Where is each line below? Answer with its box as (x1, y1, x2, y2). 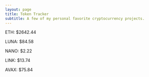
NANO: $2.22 (5, 48, 33, 54)
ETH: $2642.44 (5, 30, 37, 35)
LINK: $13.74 (5, 58, 31, 63)
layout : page (5, 7, 32, 12)
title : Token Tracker (5, 12, 49, 16)
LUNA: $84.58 (5, 39, 34, 45)
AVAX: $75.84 (5, 67, 33, 73)
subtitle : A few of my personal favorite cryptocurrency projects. (5, 16, 145, 21)
